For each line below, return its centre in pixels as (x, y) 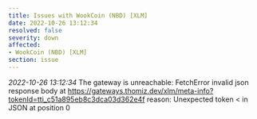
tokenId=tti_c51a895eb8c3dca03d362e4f (77, 99)
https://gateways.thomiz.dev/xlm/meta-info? (140, 90)
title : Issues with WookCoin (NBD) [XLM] (78, 15)
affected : (25, 45)
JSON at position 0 (39, 107)
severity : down (34, 38)
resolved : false (35, 30)
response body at (37, 90)
